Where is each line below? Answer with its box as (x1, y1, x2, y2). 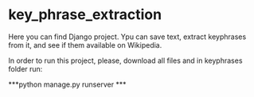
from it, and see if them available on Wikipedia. (8, 40, 162, 49)
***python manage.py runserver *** (8, 80, 127, 89)
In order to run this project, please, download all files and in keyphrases (8, 56, 243, 65)
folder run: (8, 64, 43, 73)
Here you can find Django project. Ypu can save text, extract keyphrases (8, 32, 247, 41)
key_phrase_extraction (8, 6, 162, 24)
